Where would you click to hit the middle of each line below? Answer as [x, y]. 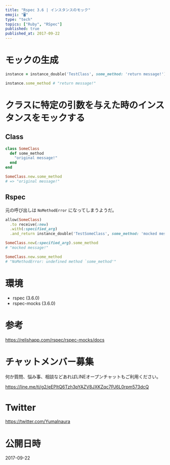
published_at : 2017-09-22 [32, 34]
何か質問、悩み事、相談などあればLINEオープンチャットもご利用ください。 [83, 377]
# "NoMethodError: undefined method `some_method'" [61, 261]
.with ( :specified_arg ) [34, 229]
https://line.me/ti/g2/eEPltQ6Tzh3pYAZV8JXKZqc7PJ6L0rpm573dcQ [77, 387]
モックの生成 [32, 60]
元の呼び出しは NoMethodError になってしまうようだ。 [61, 210]
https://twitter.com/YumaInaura [38, 421]
